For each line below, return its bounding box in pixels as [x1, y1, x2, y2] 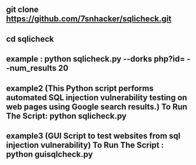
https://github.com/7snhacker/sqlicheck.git [6, 14, 172, 24]
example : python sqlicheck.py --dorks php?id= [6, 54, 185, 64]
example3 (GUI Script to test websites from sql [6, 131, 181, 141]
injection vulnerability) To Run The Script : [6, 140, 164, 150]
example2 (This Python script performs [6, 83, 154, 93]
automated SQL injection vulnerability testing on [6, 93, 187, 103]
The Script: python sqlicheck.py [6, 111, 127, 121]
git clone [6, 5, 39, 15]
